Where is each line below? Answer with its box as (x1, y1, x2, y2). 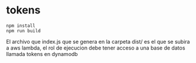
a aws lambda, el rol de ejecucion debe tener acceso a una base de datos (6, 44, 185, 51)
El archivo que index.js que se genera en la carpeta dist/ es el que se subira (6, 38, 190, 45)
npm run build (6, 27, 41, 34)
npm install (6, 23, 35, 29)
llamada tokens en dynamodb (6, 50, 78, 57)
